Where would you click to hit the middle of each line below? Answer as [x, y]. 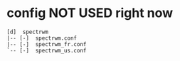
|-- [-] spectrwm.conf [42, 38]
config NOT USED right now [90, 13]
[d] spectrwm [28, 32]
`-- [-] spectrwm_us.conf [47, 50]
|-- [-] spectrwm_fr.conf [47, 44]
